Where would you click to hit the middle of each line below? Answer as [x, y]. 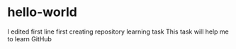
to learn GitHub [29, 38]
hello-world [43, 12]
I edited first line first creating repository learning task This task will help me [118, 31]
